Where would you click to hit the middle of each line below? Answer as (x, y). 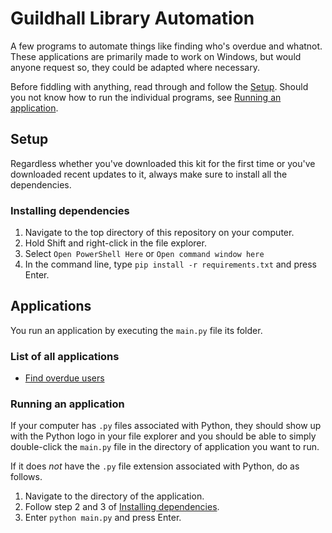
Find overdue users (64, 378)
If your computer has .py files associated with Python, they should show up (166, 426)
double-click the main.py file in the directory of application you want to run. (165, 447)
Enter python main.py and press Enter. (103, 518)
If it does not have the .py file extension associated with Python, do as (155, 466)
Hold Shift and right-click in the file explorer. (115, 243)
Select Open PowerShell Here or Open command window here (144, 254)
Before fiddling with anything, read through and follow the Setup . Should (159, 86)
